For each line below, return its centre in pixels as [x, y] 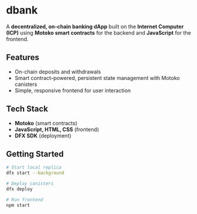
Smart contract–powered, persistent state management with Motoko [97, 78]
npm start [18, 205]
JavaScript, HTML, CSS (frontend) [57, 129]
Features [23, 57]
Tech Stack [27, 109]
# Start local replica [34, 168]
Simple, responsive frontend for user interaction [73, 90]
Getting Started [35, 154]
